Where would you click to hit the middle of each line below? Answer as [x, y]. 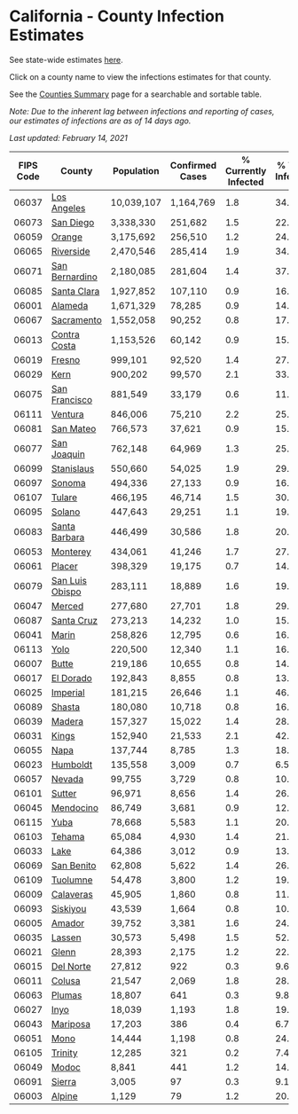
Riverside [71, 251]
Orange [67, 237]
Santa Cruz [74, 620]
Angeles [68, 208]
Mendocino [75, 807]
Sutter [64, 793]
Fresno [66, 359]
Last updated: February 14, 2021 [69, 137]
